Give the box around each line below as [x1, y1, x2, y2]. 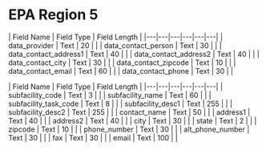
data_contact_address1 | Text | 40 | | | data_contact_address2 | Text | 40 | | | [8, 49, 260, 59]
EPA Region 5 [8, 6, 99, 24]
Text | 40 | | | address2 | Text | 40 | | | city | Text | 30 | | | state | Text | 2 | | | [8, 116, 257, 125]
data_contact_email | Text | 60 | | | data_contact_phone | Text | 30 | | [8, 66, 234, 75]
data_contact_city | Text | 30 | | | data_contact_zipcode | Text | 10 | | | [8, 58, 236, 67]
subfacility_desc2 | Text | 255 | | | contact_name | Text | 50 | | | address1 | [8, 107, 251, 117]
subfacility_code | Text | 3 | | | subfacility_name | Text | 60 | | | [8, 90, 212, 99]
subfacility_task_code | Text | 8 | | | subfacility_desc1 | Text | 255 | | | [8, 99, 232, 108]
